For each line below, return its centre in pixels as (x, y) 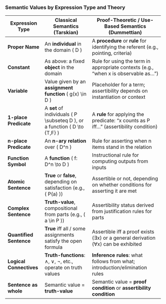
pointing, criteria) (112, 53)
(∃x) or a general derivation (124, 238)
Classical (66, 20)
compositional (61, 208)
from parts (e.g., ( (65, 215)
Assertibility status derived (123, 205)
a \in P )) (54, 220)
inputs (99, 168)
